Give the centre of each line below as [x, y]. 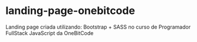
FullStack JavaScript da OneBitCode [50, 33]
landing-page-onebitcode [70, 11]
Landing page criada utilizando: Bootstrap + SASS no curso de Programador [98, 27]
